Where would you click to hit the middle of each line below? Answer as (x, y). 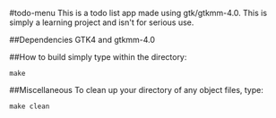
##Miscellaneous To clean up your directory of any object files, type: (137, 90)
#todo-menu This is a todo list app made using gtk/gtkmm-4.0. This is (138, 13)
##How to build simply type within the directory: (98, 57)
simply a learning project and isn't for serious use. (102, 22)
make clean (30, 106)
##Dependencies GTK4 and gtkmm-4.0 (82, 40)
